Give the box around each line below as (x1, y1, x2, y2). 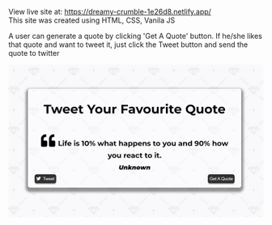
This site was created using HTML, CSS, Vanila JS (8, 15, 176, 25)
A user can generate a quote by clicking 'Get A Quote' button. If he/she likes (8, 32, 263, 40)
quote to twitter (8, 49, 60, 57)
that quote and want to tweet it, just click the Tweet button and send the (8, 40, 249, 49)
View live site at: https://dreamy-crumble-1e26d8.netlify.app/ (8, 7, 212, 16)
